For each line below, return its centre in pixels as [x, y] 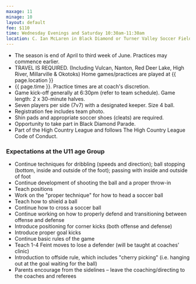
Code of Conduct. [36, 136]
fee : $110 [18, 28]
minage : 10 [19, 17]
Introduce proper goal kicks [48, 232]
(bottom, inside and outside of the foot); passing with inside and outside [101, 170]
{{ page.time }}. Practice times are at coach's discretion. [82, 86]
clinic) [22, 251]
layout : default [26, 22]
